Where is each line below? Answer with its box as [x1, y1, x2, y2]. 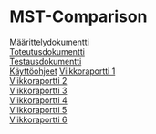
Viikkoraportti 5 [9, 104, 68, 115]
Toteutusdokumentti [9, 46, 85, 57]
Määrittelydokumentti [9, 36, 89, 47]
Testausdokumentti [9, 56, 82, 67]
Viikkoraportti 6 [9, 114, 68, 125]
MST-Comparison [9, 6, 148, 27]
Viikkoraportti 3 [9, 85, 68, 96]
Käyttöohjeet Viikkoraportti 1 [9, 66, 116, 77]
